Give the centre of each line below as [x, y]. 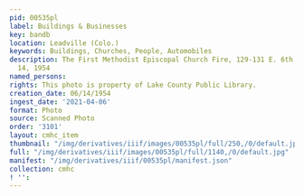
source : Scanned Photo [52, 118]
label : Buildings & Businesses [68, 26]
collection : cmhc [42, 169]
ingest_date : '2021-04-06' [60, 102]
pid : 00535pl [34, 18]
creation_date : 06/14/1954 [60, 93]
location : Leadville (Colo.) [64, 43]
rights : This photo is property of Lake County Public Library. [133, 85]
